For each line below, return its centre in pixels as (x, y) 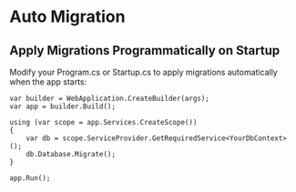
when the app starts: (48, 82)
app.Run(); (30, 178)
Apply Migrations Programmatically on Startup (145, 51)
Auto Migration (67, 17)
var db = (42, 138)
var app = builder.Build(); (63, 106)
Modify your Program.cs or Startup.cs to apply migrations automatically (143, 72)
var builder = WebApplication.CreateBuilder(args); (109, 98)
